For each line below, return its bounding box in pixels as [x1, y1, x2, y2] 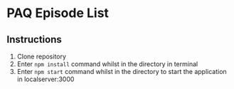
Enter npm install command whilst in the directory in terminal [16, 60, 198, 68]
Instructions [6, 33, 62, 46]
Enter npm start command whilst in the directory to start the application [16, 68, 227, 75]
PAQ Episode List [6, 5, 110, 21]
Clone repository [16, 52, 67, 61]
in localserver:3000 [16, 75, 75, 83]
